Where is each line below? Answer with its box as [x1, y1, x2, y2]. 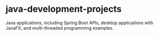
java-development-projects [5, 3, 122, 15]
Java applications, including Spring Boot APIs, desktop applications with [5, 20, 154, 26]
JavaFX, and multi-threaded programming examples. [5, 25, 114, 31]
